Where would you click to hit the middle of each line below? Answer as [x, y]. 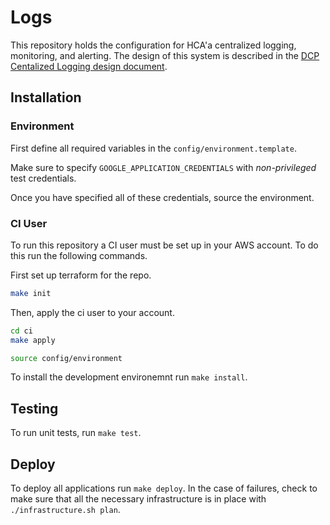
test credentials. [43, 178]
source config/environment [66, 358]
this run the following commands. [79, 255]
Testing [34, 408]
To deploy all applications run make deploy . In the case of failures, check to [164, 488]
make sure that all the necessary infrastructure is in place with [138, 499]
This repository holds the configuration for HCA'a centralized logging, [153, 45]
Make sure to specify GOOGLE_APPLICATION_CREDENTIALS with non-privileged [163, 167]
